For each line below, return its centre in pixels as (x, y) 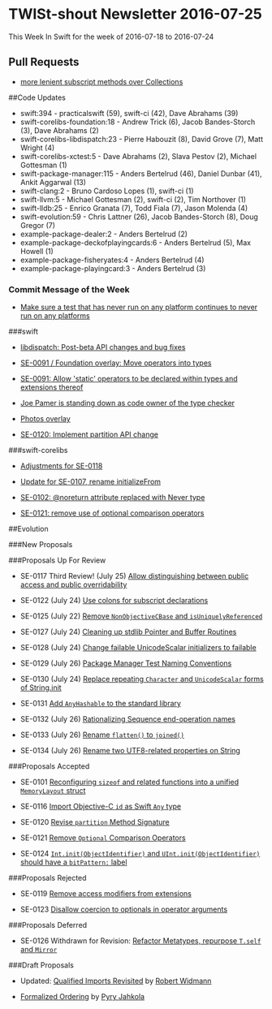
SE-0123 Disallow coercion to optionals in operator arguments (124, 909)
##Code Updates (37, 97)
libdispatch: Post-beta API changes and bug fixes (103, 347)
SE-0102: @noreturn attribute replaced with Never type (112, 498)
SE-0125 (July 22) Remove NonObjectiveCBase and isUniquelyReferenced (141, 616)
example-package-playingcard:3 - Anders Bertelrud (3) (113, 268)
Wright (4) (37, 148)
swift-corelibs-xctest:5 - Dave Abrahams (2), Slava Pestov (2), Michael (138, 156)
